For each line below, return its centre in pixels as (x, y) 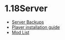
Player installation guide (36, 27)
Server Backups (28, 22)
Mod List (21, 32)
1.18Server (26, 9)
